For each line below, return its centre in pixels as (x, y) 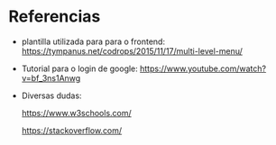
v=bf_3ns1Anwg (51, 77)
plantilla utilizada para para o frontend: (93, 41)
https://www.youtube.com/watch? (203, 68)
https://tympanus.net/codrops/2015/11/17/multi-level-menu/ (132, 50)
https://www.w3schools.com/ (76, 113)
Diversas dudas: (51, 95)
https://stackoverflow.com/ (72, 130)
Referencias (55, 17)
